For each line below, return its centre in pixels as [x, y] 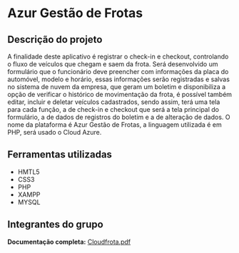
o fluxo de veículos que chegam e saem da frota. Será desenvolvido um [113, 64]
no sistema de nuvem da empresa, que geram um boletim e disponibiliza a [117, 87]
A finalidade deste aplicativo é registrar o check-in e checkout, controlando [118, 56]
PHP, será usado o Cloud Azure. [55, 132]
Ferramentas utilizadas [60, 155]
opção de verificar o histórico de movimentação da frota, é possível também [120, 94]
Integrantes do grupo [55, 225]
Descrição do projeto [55, 40]
